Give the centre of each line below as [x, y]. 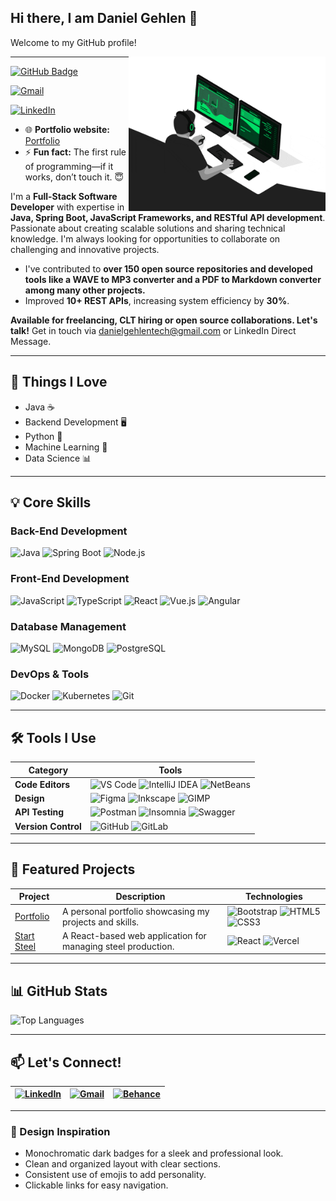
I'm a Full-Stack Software [64, 196]
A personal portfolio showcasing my [136, 911]
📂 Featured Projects [73, 869]
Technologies [273, 897]
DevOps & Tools [50, 674]
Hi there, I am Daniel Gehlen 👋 [104, 18]
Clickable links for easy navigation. [96, 1185]
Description [140, 897]
